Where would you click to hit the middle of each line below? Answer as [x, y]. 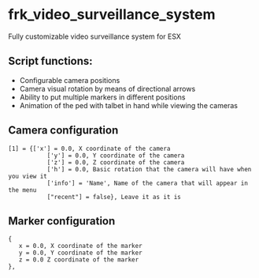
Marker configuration [62, 221]
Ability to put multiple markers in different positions [102, 97]
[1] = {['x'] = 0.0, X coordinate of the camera [89, 148]
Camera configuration [63, 131]
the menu [22, 190]
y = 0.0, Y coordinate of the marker [81, 253]
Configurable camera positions [70, 80]
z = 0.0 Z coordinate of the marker [79, 260]
